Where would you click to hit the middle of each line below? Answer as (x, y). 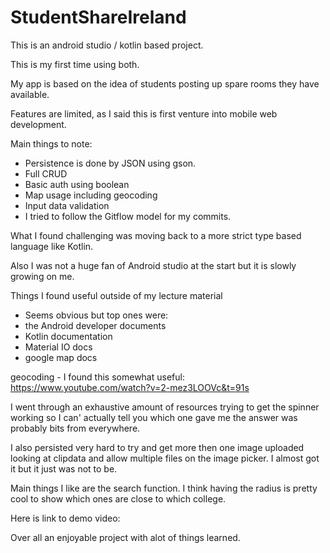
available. (30, 94)
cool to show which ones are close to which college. (118, 498)
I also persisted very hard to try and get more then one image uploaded (157, 447)
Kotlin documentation (68, 336)
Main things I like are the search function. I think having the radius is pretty (164, 488)
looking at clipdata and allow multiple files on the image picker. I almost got (165, 458)
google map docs (61, 357)
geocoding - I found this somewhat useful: (97, 377)
